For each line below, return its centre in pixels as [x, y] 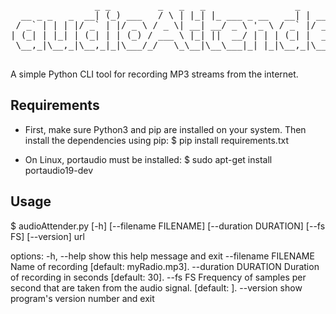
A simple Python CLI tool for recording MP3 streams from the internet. [154, 74]
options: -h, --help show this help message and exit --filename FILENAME [162, 256]
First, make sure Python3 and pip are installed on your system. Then [165, 129]
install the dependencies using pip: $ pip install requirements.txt [156, 140]
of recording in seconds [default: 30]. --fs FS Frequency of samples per [158, 277]
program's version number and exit [82, 298]
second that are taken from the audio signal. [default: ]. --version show [156, 287]
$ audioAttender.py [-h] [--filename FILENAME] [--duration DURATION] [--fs [168, 226]
